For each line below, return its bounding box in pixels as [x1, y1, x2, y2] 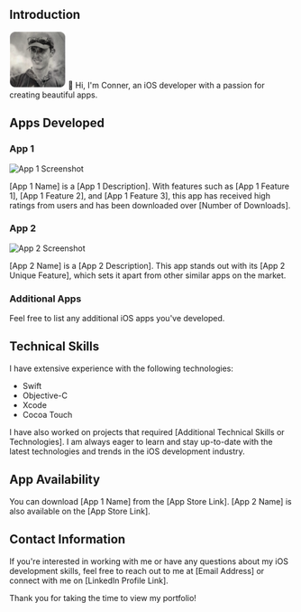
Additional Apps [9, 292, 82, 305]
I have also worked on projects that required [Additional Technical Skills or [9, 426, 286, 437]
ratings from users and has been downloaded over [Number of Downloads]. [9, 199, 291, 210]
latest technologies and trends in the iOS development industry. [9, 446, 245, 457]
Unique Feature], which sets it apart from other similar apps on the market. [9, 270, 287, 281]
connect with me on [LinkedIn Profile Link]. [9, 575, 169, 586]
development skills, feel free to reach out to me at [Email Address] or [9, 565, 265, 576]
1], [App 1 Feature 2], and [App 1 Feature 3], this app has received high [9, 190, 270, 201]
